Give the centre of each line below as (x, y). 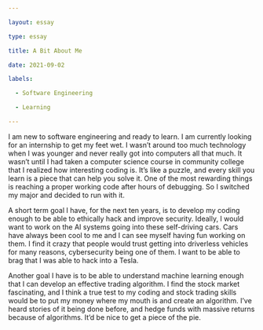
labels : (21, 79)
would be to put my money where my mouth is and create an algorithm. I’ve (130, 300)
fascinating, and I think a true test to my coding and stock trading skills (122, 292)
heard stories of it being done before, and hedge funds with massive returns (131, 309)
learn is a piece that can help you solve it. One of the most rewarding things (130, 178)
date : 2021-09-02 (37, 65)
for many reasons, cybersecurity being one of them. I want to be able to (124, 251)
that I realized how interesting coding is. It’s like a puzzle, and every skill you (131, 170)
